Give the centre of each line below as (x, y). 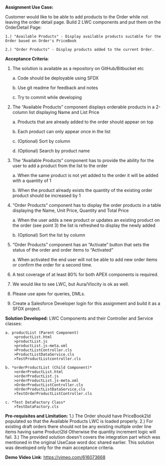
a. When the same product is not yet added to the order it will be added (85, 175)
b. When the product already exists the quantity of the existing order (82, 190)
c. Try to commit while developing (47, 97)
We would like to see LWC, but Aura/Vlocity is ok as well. (71, 284)
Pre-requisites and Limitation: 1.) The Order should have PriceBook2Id (78, 416)
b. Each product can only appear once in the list (61, 132)
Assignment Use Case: (29, 7)
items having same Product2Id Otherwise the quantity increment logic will (81, 432)
